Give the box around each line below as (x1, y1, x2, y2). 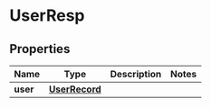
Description (110, 68, 162, 80)
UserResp (9, 5, 85, 26)
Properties (9, 41, 71, 57)
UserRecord (48, 83, 101, 95)
